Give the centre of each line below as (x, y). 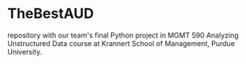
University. (25, 52)
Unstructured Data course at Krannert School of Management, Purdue (121, 43)
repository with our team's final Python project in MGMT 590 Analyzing (123, 35)
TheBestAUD (51, 14)
